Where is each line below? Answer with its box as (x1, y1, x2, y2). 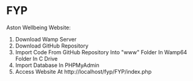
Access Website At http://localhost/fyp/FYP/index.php (15, 68, 151, 75)
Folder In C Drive (15, 55, 58, 62)
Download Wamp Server (15, 35, 77, 43)
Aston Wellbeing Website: (6, 24, 71, 31)
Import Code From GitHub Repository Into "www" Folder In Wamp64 (15, 48, 188, 55)
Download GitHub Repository (15, 42, 89, 49)
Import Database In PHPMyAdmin (15, 62, 100, 69)
